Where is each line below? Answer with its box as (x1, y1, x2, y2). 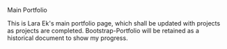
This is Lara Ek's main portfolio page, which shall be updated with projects (7, 19, 221, 27)
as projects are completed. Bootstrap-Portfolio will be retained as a (7, 27, 200, 35)
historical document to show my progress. (7, 34, 128, 42)
